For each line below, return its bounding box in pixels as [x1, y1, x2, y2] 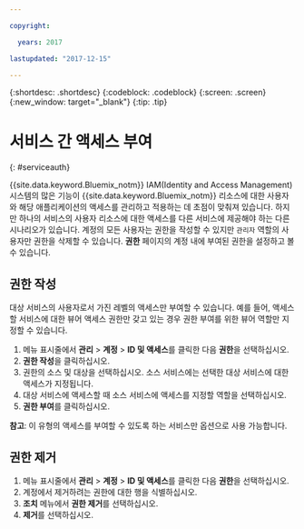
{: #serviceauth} [9, 162, 71, 173]
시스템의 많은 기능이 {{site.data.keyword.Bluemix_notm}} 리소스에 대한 [9, 190, 266, 201]
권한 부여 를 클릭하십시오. [22, 401, 111, 412]
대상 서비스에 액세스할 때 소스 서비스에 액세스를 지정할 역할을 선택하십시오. [22, 390, 288, 401]
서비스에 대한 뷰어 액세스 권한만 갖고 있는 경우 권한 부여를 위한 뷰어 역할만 [18, 314, 280, 324]
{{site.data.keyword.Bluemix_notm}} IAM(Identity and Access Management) [9, 179, 293, 191]
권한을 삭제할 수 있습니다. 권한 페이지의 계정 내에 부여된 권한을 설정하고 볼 [33, 235, 295, 246]
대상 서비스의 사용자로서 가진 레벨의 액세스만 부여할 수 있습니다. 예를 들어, [9, 302, 270, 314]
